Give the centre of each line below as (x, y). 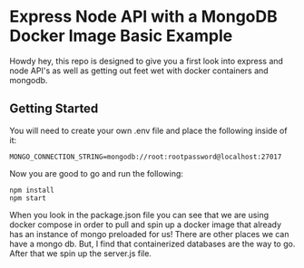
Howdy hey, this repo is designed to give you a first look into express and (147, 61)
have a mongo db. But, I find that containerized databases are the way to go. (152, 244)
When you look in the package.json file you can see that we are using (139, 215)
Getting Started (54, 109)
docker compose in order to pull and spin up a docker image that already (146, 225)
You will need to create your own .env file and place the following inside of (148, 130)
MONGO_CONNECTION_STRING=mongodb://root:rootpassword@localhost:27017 (146, 157)
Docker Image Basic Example (121, 36)
